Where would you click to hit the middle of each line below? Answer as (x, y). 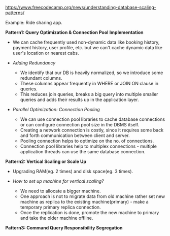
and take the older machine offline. (57, 218)
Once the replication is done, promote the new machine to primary (90, 212)
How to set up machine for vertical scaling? (58, 181)
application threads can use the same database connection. (83, 151)
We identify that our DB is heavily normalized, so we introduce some (92, 73)
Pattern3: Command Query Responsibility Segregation (64, 228)
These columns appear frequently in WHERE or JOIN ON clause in (89, 83)
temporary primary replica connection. (60, 207)
